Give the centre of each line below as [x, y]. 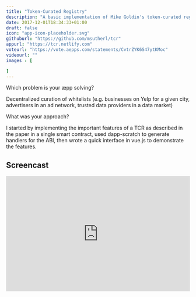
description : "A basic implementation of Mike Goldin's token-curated [94, 17]
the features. [21, 146]
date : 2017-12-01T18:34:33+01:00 [47, 22]
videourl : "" [22, 55]
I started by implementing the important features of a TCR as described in [94, 128]
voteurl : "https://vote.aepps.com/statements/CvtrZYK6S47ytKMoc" [87, 50]
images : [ [19, 60]
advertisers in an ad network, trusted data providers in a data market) [90, 105]
